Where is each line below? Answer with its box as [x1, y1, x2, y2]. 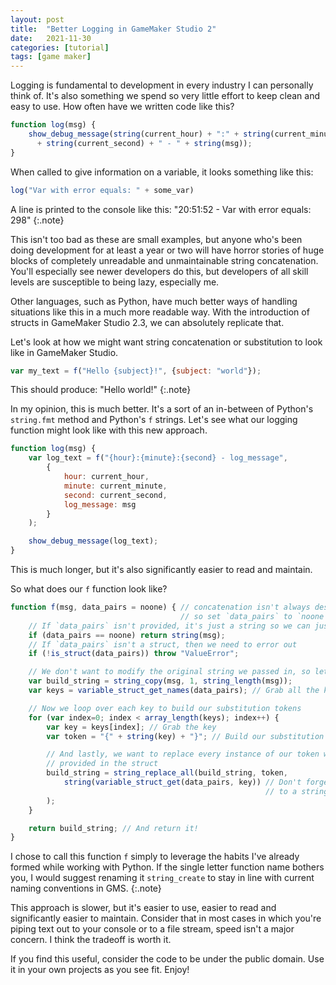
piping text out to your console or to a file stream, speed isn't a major [10, 923, 295, 935]
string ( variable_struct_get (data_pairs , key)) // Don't [63, 777, 302, 787]
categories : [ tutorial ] [10, 42, 110, 53]
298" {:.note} [10, 214, 65, 226]
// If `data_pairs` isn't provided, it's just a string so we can [28, 621, 311, 631]
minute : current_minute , [63, 481, 168, 491]
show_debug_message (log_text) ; [28, 536, 159, 546]
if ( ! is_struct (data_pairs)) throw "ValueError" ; [28, 649, 240, 659]
